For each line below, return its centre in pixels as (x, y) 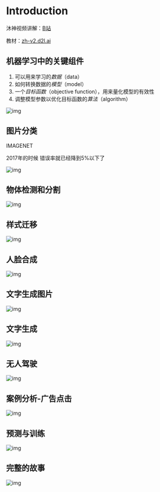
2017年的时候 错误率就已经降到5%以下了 (55, 158)
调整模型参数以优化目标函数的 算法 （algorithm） (73, 99)
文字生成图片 (30, 294)
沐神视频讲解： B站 (29, 28)
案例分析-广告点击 (39, 399)
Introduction (37, 11)
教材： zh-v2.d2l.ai (29, 40)
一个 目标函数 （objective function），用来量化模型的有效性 (84, 91)
